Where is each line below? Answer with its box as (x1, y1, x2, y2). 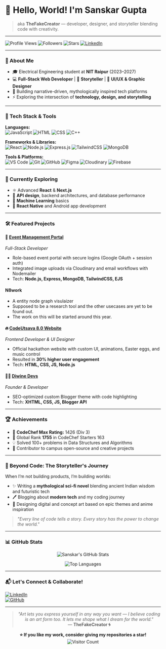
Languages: (5, 124, 31, 130)
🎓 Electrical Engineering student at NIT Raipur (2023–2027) (12, 69, 136, 75)
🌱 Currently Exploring (5, 176, 58, 183)
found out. (12, 309, 34, 315)
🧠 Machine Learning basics (12, 198, 69, 203)
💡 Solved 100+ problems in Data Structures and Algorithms (12, 440, 132, 446)
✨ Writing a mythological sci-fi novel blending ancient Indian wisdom (12, 483, 155, 489)
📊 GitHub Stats (5, 538, 43, 545)
